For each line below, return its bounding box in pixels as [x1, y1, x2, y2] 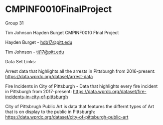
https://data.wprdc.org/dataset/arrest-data [5, 73, 93, 79]
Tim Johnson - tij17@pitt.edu [5, 49, 64, 55]
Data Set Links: [5, 58, 36, 64]
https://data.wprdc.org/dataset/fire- [73, 88, 147, 94]
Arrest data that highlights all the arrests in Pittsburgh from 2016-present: [5, 68, 156, 74]
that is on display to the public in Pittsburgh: [5, 109, 96, 115]
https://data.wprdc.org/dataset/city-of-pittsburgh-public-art [5, 114, 129, 120]
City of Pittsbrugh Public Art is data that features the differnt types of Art [5, 103, 155, 109]
